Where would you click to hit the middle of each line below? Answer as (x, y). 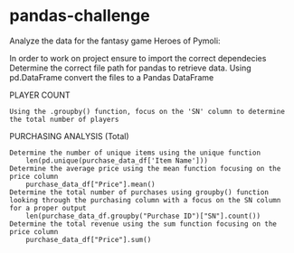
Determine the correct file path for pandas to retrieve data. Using (130, 68)
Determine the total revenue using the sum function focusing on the (143, 224)
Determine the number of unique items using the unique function (135, 153)
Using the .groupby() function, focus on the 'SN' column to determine (147, 111)
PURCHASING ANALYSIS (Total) (69, 136)
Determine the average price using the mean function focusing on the (145, 168)
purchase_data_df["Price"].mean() (90, 184)
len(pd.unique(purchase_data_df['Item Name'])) (117, 160)
